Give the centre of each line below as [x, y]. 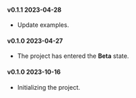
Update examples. [43, 25]
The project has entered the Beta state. [73, 56]
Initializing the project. [49, 87]
